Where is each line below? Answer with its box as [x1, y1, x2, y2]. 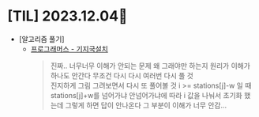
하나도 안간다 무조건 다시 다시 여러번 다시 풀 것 [50, 70, 194, 80]
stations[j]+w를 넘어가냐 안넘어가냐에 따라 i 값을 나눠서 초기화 [50, 90, 242, 100]
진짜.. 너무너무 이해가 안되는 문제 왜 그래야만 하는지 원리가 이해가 [50, 61, 250, 70]
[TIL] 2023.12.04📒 [7, 7, 128, 25]
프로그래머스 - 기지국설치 [30, 43, 108, 54]
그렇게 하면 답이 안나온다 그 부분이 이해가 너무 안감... [65, 100, 227, 110]
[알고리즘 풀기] [18, 34, 65, 43]
